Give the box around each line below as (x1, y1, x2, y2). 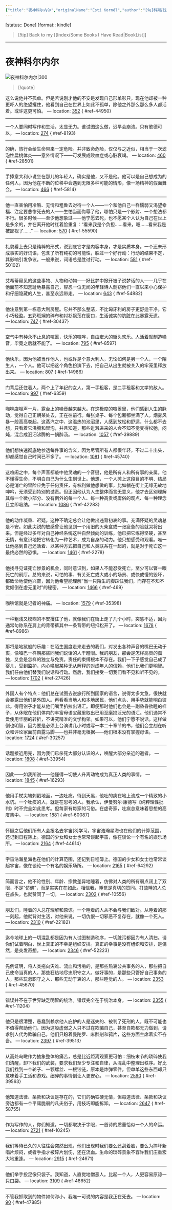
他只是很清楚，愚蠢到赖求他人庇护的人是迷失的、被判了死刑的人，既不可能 (5, 1018, 162, 1024)
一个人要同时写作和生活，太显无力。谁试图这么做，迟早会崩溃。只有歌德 (5, 123, 158, 130)
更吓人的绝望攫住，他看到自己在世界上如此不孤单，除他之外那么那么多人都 (5, 101, 162, 107)
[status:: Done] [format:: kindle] (5, 22, 72, 28)
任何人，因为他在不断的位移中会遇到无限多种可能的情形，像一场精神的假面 (5, 179, 162, 186)
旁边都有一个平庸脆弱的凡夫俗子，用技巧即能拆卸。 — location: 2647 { (5, 1100, 154, 1106)
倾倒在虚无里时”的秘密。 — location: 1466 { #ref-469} (9, 584, 124, 590)
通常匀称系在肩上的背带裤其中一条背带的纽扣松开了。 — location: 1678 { (5, 622, 157, 628)
